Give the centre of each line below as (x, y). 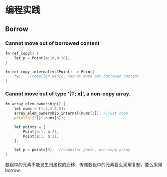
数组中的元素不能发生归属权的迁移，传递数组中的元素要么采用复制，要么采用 (84, 165)
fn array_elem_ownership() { (35, 104)
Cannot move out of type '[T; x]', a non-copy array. (68, 94)
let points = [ (30, 127)
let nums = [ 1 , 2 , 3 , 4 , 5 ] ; (40, 109)
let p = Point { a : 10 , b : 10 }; (42, 58)
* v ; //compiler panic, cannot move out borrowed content (77, 76)
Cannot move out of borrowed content (52, 43)
